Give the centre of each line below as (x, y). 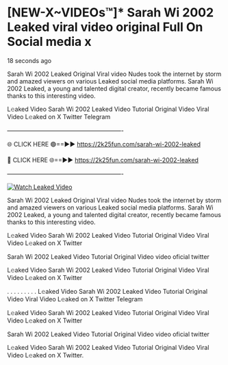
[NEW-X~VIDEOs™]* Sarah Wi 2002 (111, 13)
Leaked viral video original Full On (105, 27)
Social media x (49, 42)
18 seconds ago (29, 60)
